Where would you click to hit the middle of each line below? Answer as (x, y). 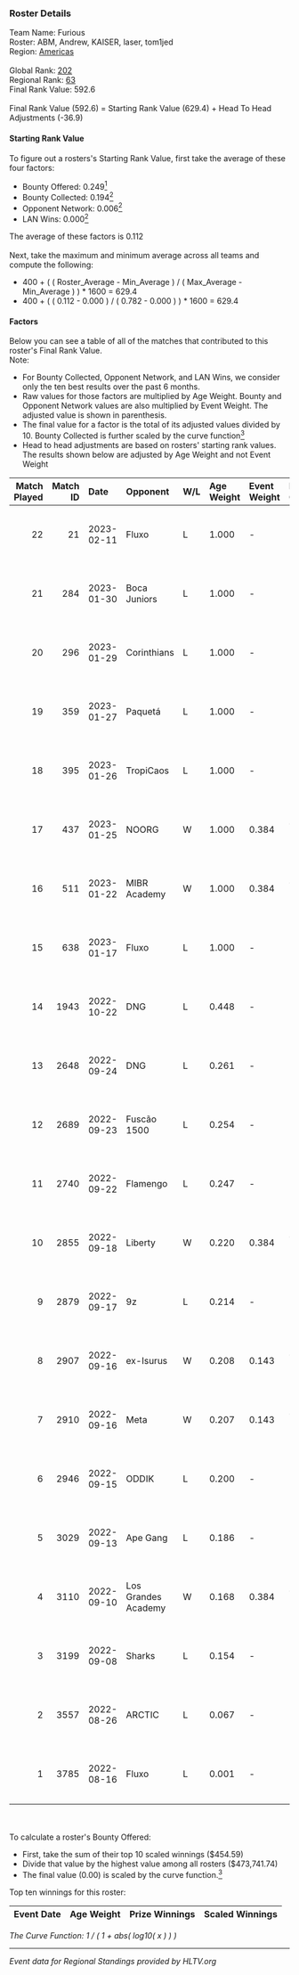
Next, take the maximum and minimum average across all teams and (134, 256)
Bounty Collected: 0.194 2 (68, 196)
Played (28, 497)
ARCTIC (143, 1715)
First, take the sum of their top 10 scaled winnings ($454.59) (133, 1854)
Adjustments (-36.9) (46, 118)
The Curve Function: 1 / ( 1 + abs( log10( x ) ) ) (93, 1935)
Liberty (141, 1243)
